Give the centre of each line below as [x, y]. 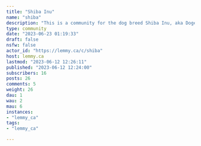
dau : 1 [14, 95]
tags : [13, 123]
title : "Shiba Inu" [31, 12]
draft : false [22, 39]
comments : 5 [21, 84]
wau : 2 [14, 101]
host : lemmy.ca [25, 56]
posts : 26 [19, 78]
